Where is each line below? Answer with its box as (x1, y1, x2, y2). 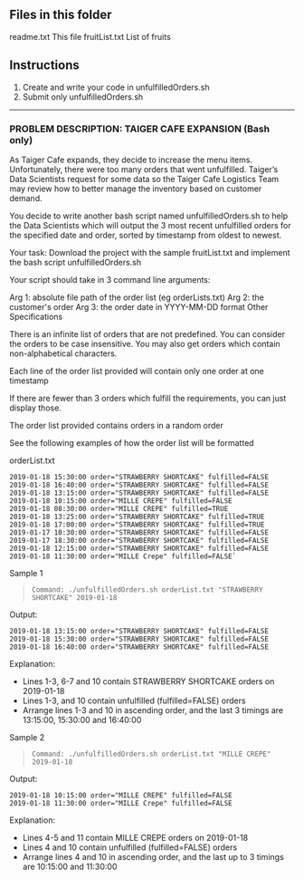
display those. (9, 402, 62, 413)
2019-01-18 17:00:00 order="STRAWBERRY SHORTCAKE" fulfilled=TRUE (9, 520, 265, 529)
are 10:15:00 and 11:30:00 (22, 861, 118, 872)
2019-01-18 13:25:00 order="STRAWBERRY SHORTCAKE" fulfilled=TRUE (9, 512, 265, 521)
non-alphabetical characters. (9, 348, 118, 359)
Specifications (9, 311, 63, 322)
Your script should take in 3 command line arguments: (9, 274, 211, 285)
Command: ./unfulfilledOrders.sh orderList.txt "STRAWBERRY (31, 584, 263, 594)
